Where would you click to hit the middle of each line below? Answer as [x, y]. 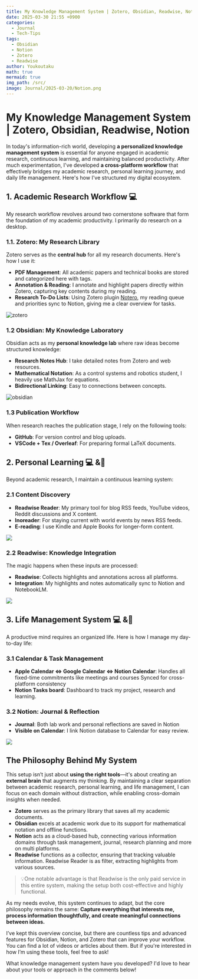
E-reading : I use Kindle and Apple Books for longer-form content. [94, 526]
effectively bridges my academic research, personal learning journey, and [96, 171]
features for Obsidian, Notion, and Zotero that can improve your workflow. [96, 940]
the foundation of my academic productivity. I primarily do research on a [94, 220]
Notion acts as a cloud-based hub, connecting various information [95, 836]
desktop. [17, 226]
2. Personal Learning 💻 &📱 [56, 462]
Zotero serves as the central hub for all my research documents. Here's [93, 255]
